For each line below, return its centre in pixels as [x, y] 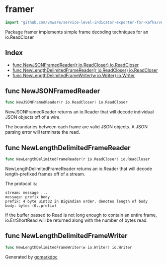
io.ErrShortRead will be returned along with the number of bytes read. [77, 220]
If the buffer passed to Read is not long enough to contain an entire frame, [81, 215]
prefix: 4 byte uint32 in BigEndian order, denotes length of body [77, 201]
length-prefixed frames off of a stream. [45, 174]
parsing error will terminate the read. [43, 132]
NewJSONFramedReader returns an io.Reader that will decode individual [80, 112]
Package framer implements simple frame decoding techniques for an [77, 32]
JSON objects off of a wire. [33, 117]
